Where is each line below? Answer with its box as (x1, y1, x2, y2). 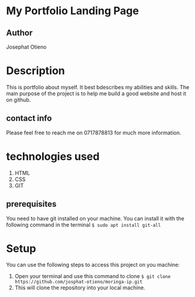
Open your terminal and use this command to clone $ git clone (14, 273, 171, 280)
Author (6, 28, 33, 38)
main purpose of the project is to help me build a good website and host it (6, 90, 187, 97)
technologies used (6, 150, 100, 163)
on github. (6, 96, 31, 103)
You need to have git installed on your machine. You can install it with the (6, 215, 185, 222)
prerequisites (6, 199, 57, 209)
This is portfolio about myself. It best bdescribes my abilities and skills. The (6, 83, 190, 91)
